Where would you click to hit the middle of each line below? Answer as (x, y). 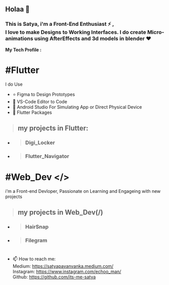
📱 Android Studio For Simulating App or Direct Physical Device (77, 107)
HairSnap (37, 227)
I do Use (14, 84)
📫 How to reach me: (34, 259)
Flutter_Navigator (47, 156)
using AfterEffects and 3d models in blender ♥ (93, 38)
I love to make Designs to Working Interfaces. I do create (76, 32)
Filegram (36, 240)
